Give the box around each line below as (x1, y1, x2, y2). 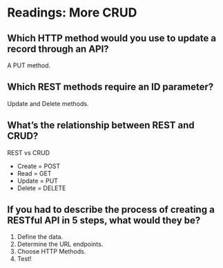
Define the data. (17, 233, 64, 241)
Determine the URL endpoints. (17, 240, 104, 249)
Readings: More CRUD (7, 5, 137, 21)
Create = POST (17, 162, 61, 170)
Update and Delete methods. (7, 99, 89, 107)
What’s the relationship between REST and (7, 119, 195, 132)
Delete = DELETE (17, 184, 66, 192)
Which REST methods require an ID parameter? (7, 81, 214, 93)
